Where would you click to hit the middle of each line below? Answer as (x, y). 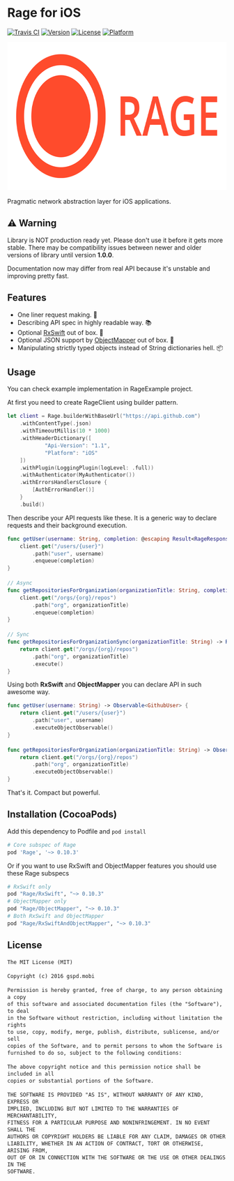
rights (17, 1025)
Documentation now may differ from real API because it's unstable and (109, 268)
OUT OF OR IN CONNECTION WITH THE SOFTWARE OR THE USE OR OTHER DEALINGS (117, 1157)
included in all (31, 1074)
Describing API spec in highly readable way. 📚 (84, 322)
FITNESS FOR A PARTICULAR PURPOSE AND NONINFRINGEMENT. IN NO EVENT (109, 1122)
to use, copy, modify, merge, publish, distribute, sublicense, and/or (113, 1032)
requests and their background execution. (67, 525)
